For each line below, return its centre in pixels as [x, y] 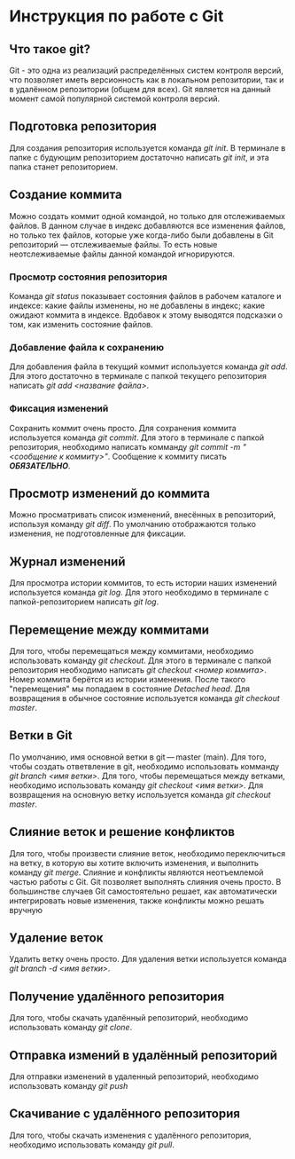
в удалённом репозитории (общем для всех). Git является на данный [140, 89]
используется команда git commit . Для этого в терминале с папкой [137, 438]
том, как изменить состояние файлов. [81, 324]
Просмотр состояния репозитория [89, 277]
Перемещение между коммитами [109, 630]
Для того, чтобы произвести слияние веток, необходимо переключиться [147, 853]
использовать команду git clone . [71, 1028]
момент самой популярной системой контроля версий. [115, 99]
